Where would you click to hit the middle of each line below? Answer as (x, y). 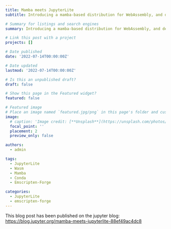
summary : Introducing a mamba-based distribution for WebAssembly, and (83, 28)
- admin (18, 150)
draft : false (19, 84)
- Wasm (17, 168)
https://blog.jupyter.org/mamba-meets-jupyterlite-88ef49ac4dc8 (74, 221)
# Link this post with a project (41, 38)
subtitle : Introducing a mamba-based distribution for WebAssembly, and (84, 15)
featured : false (22, 98)
